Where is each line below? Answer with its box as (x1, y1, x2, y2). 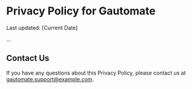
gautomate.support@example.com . (6, 75, 94, 82)
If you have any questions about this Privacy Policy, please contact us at (6, 69, 186, 76)
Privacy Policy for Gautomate (6, 4, 156, 18)
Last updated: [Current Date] (6, 24, 78, 31)
